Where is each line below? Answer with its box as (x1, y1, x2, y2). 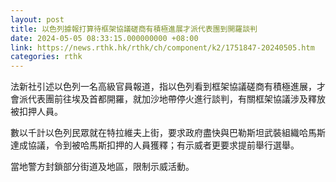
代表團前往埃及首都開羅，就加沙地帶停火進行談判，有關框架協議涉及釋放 (27, 93, 326, 105)
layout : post (10, 14, 65, 25)
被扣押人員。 (10, 106, 63, 118)
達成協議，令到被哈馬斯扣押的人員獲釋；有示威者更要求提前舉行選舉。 (10, 139, 300, 151)
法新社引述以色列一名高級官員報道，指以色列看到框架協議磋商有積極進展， (10, 81, 317, 93)
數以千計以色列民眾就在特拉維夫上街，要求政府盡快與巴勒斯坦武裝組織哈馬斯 (10, 127, 326, 139)
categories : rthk (10, 52, 83, 62)
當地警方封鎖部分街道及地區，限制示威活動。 (10, 161, 195, 173)
